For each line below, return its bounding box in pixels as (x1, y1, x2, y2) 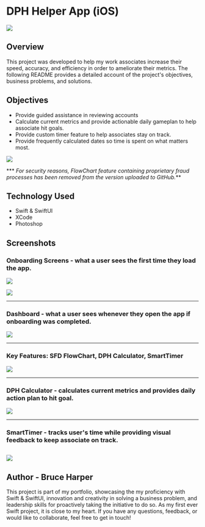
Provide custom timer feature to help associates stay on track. (15, 131, 171, 138)
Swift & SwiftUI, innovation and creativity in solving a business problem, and (6, 495, 197, 502)
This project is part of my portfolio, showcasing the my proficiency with (6, 488, 185, 495)
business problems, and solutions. (6, 77, 93, 85)
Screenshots (6, 238, 56, 248)
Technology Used (6, 191, 75, 201)
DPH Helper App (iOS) (6, 4, 119, 18)
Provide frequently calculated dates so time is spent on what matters (15, 137, 189, 145)
